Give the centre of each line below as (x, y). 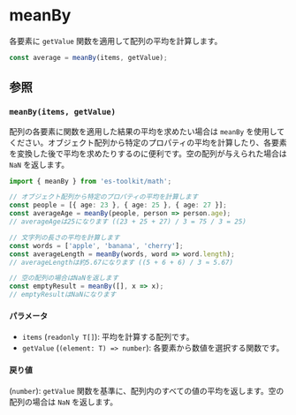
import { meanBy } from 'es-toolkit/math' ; (91, 181)
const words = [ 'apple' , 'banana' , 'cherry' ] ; (96, 245)
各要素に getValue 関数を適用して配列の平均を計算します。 (116, 41)
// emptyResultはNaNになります (63, 295)
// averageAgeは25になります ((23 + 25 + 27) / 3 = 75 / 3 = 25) (128, 222)
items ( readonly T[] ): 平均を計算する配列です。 (108, 337)
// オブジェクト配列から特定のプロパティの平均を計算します (104, 197)
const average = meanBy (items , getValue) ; (88, 57)
